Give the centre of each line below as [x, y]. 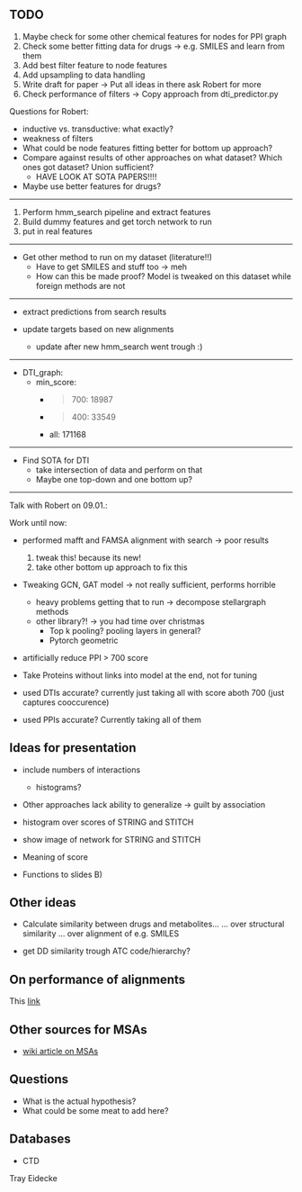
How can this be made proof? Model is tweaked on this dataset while [164, 276]
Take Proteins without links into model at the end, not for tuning [140, 675]
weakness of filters [58, 138]
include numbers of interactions [81, 770]
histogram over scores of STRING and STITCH [108, 822]
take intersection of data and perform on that [119, 470]
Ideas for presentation [73, 748]
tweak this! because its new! [89, 557]
